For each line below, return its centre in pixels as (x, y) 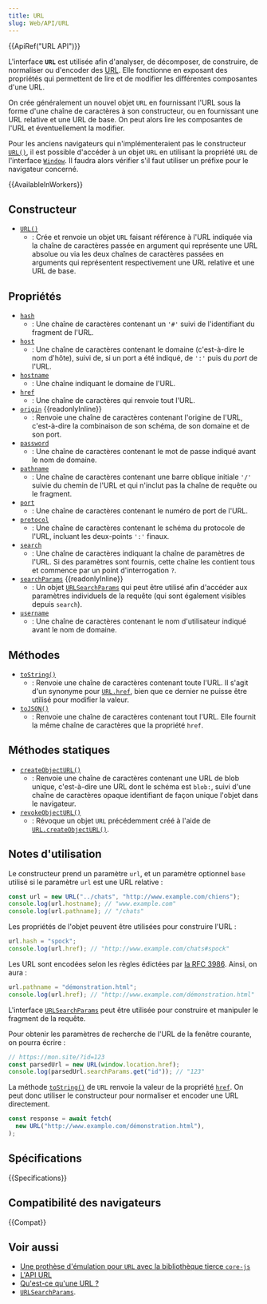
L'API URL (36, 1275)
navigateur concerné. (43, 169)
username (34, 614)
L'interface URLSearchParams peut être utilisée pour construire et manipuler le (133, 1010)
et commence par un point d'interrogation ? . (104, 570)
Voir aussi (33, 1247)
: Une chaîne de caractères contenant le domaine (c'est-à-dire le (138, 349)
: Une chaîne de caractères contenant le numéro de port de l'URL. (140, 511)
